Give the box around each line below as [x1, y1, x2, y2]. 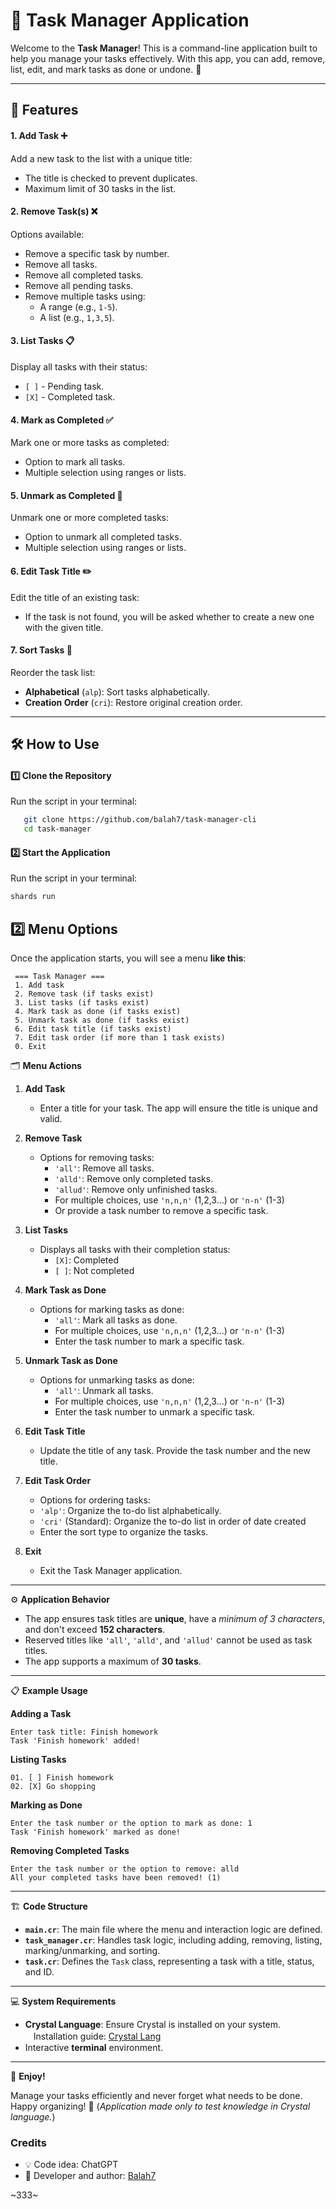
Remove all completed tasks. [24, 269, 144, 281]
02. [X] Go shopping [10, 1781, 97, 1791]
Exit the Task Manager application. [39, 1564, 183, 1576]
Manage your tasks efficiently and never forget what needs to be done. [10, 2089, 303, 2101]
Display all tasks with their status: [10, 360, 148, 373]
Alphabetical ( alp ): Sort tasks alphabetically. [24, 685, 210, 698]
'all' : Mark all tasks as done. [54, 1314, 178, 1326]
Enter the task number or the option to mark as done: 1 [10, 1818, 253, 1828]
